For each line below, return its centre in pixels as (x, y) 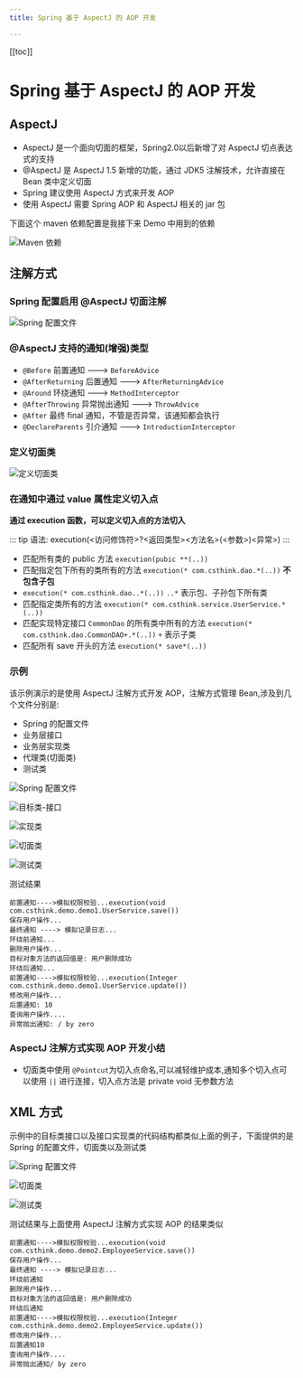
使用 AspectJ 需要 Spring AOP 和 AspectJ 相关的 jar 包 (124, 203)
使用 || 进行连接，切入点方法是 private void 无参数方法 (132, 1081)
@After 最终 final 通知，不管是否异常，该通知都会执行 (121, 415)
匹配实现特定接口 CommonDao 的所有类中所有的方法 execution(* (137, 623)
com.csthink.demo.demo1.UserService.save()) (94, 910)
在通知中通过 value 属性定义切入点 (84, 499)
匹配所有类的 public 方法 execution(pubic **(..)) (115, 559)
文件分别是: (38, 704)
